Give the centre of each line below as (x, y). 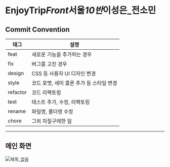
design (16, 73)
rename (17, 111)
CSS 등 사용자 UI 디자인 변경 (64, 73)
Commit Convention (37, 29)
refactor (17, 92)
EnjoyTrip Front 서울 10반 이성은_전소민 (81, 10)
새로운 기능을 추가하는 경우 (62, 55)
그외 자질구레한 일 (52, 121)
